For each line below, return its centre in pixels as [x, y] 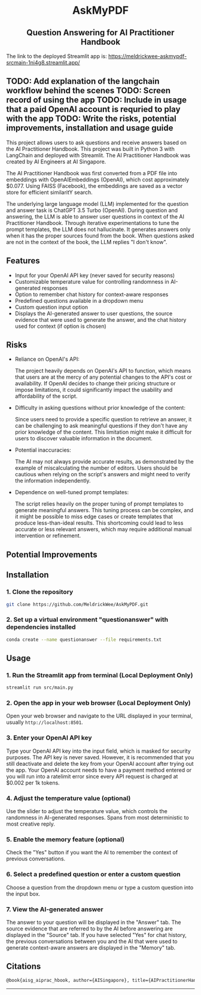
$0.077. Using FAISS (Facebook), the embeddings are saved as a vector [95, 185]
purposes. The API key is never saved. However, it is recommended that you [100, 757]
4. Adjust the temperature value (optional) [68, 798]
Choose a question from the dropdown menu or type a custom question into [100, 887]
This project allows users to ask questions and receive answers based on [96, 142]
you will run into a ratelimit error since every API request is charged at [92, 776]
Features [23, 261]
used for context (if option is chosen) [60, 326]
